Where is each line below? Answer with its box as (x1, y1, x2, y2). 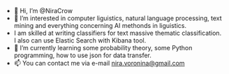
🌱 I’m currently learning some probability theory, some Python (13, 44, 193, 52)
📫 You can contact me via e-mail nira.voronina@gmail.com (13, 59, 185, 67)
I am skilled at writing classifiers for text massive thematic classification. (13, 29, 222, 37)
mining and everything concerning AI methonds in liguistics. (13, 22, 187, 29)
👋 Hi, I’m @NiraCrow (13, 7, 73, 15)
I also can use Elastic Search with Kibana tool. (13, 36, 147, 45)
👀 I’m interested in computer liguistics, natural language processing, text (13, 14, 222, 22)
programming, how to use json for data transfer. (13, 51, 152, 59)
